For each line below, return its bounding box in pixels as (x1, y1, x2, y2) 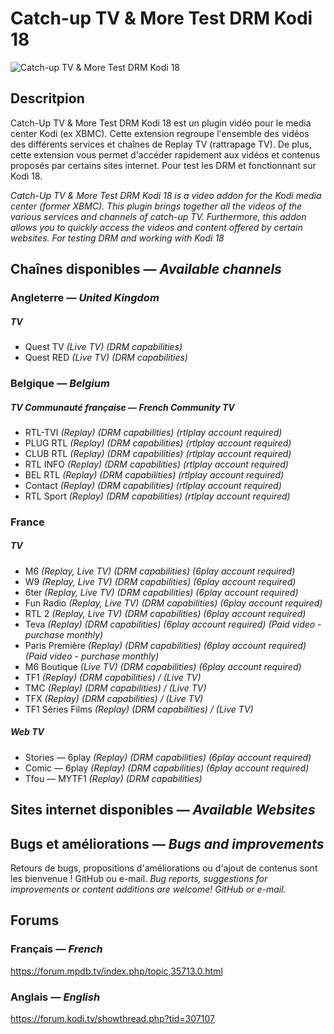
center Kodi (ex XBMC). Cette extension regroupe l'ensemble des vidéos (10, 127, 310, 139)
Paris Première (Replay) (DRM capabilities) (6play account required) (24, 639, 307, 651)
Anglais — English (10, 990, 101, 1004)
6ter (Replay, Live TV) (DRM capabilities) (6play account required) (24, 586, 299, 598)
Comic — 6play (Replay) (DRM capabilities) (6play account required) (24, 762, 310, 774)
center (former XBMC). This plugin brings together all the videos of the (10, 200, 303, 212)
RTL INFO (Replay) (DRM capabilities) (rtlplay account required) (24, 458, 289, 470)
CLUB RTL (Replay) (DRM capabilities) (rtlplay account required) (24, 447, 292, 459)
